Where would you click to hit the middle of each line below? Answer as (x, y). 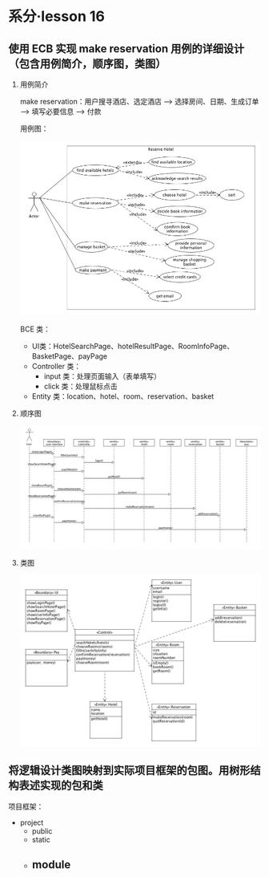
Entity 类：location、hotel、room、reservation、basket (123, 396)
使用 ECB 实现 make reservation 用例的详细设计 (126, 49)
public (42, 830)
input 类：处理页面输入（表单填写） (102, 376)
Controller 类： (56, 367)
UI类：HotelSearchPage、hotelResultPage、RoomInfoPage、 (133, 347)
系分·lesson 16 (57, 16)
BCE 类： (35, 329)
